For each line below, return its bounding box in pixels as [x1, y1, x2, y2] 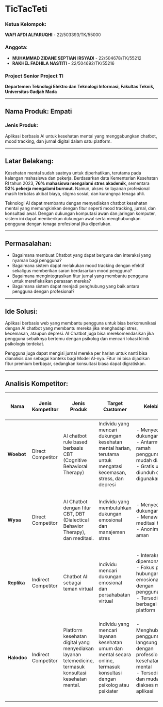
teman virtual [63, 586, 93, 592]
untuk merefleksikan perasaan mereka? [12, 278, 91, 284]
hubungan [136, 570, 160, 577]
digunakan [136, 475, 161, 482]
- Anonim [136, 526, 159, 533]
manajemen [98, 529, 125, 535]
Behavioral [63, 463, 88, 470]
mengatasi [98, 463, 123, 470]
